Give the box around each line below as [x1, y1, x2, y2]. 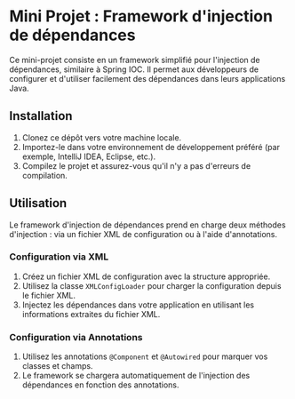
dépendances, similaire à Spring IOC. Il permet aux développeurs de [9, 64, 259, 75]
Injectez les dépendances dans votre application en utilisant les [21, 299, 255, 310]
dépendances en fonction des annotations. [21, 379, 179, 390]
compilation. [21, 170, 68, 180]
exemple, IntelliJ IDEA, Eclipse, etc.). [21, 151, 156, 162]
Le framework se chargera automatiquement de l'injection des [21, 371, 251, 381]
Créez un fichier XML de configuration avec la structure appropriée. [21, 271, 271, 282]
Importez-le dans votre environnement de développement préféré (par [21, 141, 280, 152]
